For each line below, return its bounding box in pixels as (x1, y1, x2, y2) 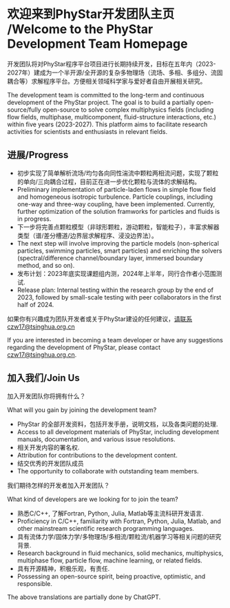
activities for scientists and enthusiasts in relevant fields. (7, 127, 167, 135)
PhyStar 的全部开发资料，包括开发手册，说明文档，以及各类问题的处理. (17, 420, 218, 428)
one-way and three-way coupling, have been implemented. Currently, (17, 199, 216, 208)
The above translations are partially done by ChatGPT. (7, 593, 161, 601)
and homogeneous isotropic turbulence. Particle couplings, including (17, 193, 213, 201)
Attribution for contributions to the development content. (17, 451, 178, 459)
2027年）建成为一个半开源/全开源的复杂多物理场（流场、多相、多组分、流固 (7, 68, 223, 77)
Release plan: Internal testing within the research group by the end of (17, 286, 213, 294)
